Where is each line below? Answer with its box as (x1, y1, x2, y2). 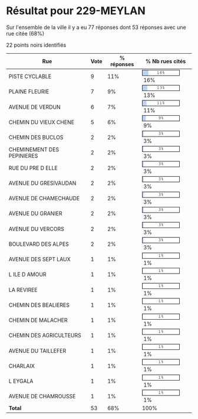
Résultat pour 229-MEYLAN (6, 4, 146, 18)
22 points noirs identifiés (6, 41, 67, 48)
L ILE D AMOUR (8, 271, 47, 278)
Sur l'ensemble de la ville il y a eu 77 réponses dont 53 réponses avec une (6, 24, 187, 31)
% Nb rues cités (145, 57, 186, 64)
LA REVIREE (8, 286, 38, 293)
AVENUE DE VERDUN (8, 103, 61, 111)
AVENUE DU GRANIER (8, 210, 63, 217)
